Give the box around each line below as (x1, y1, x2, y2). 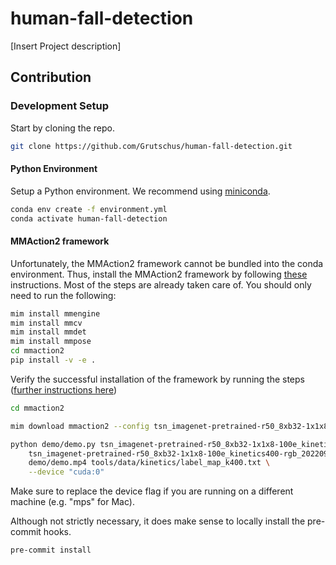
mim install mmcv (10, 318, 83, 328)
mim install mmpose (10, 337, 92, 347)
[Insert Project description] (10, 40, 122, 52)
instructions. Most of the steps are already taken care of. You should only (10, 278, 312, 291)
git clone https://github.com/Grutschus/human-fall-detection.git (10, 141, 293, 151)
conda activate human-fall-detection (10, 213, 168, 224)
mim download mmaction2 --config (10, 421, 150, 431)
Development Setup (10, 99, 109, 113)
